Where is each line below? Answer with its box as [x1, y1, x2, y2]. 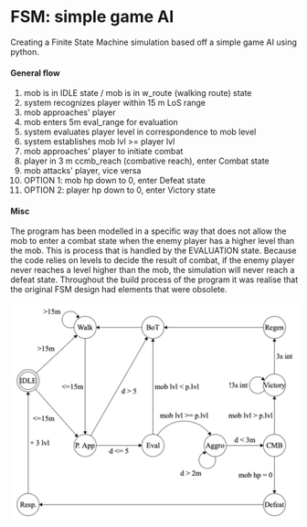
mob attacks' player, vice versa [23, 165, 142, 176]
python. [10, 46, 39, 57]
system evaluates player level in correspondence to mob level [23, 126, 257, 138]
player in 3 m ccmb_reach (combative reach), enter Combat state [23, 155, 270, 166]
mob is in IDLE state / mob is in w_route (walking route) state [23, 88, 252, 99]
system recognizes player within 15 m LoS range [23, 98, 206, 109]
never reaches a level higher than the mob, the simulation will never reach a [10, 265, 295, 276]
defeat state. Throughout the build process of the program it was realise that [10, 274, 299, 285]
